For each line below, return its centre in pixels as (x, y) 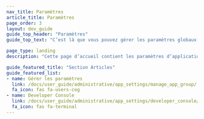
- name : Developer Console (40, 95)
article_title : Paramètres (40, 18)
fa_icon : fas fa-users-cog (46, 90)
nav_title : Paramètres (35, 12)
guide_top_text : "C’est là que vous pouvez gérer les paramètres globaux (102, 40)
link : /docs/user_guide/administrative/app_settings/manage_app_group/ (104, 84)
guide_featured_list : (34, 73)
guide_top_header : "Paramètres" (47, 34)
